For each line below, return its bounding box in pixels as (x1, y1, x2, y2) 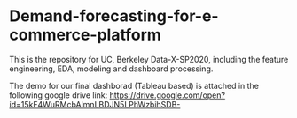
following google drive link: (9, 90, 108, 100)
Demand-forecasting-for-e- (9, 6, 219, 26)
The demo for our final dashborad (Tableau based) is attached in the (9, 80, 260, 91)
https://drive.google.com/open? (109, 90, 226, 100)
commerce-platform (9, 25, 162, 45)
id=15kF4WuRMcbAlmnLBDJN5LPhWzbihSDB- (9, 99, 181, 109)
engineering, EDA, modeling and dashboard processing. (9, 63, 214, 74)
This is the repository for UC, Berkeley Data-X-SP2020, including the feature (9, 54, 289, 64)
